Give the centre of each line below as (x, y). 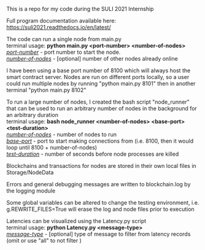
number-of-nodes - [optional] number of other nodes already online (92, 59)
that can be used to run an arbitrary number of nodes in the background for (102, 108)
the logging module (31, 191)
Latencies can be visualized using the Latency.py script (76, 221)
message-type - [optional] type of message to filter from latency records (99, 234)
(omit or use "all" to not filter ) (44, 241)
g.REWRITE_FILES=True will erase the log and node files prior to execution (100, 209)
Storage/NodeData (30, 172)
